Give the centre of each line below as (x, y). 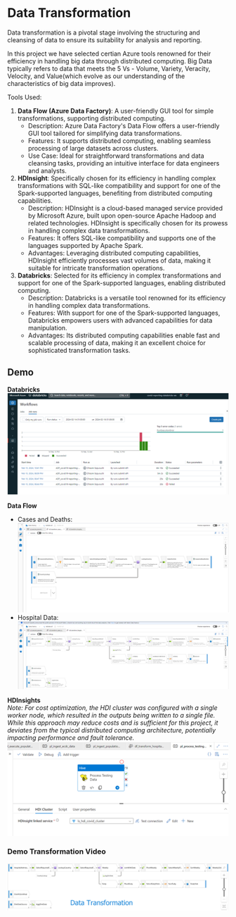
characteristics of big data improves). (61, 83)
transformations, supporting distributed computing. (92, 118)
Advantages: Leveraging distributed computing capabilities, (114, 253)
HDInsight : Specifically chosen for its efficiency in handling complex (117, 178)
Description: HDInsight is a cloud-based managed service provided (125, 208)
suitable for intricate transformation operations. (96, 268)
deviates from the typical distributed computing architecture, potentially (112, 730)
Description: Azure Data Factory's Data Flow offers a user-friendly (124, 125)
